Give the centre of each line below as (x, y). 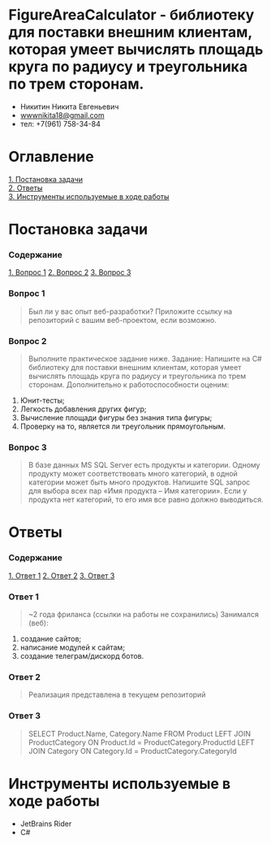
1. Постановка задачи (46, 179)
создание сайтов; (51, 639)
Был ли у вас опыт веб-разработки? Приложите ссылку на (130, 311)
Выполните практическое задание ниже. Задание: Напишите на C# (145, 359)
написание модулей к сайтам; (73, 647)
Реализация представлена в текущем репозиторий (117, 695)
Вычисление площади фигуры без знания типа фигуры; (116, 417)
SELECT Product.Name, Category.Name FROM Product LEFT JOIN (140, 733)
